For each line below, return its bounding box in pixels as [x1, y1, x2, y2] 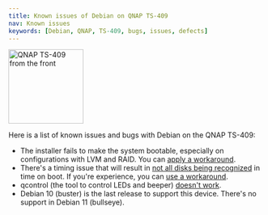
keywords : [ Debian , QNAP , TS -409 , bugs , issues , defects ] [8, 27, 208, 35]
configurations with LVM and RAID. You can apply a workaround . [19, 154, 236, 164]
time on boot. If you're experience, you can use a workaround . [19, 171, 228, 182]
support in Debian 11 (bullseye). [19, 197, 125, 207]
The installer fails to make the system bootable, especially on [19, 146, 224, 156]
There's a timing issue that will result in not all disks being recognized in [19, 163, 261, 173]
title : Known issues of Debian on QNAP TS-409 [8, 11, 168, 20]
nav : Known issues [8, 19, 70, 27]
